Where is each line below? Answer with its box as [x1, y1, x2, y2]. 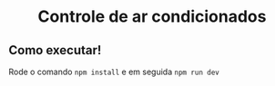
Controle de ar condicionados [37, 6, 267, 27]
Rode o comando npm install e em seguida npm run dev [8, 66, 219, 77]
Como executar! [8, 43, 102, 58]
